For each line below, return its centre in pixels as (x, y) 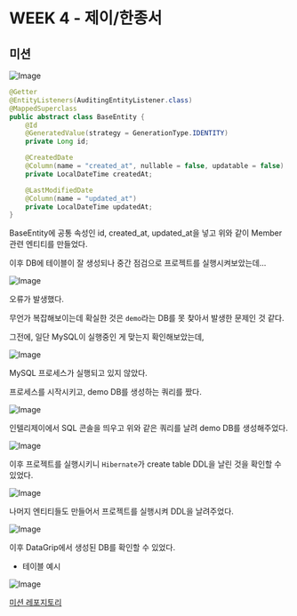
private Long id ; (57, 142)
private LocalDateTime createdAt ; (89, 174)
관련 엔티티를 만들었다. (48, 244)
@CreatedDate (49, 158)
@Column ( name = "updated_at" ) (81, 198)
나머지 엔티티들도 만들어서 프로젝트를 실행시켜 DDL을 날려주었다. (121, 511)
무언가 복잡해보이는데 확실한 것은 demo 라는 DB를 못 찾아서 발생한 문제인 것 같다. (147, 318)
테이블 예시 (41, 566)
